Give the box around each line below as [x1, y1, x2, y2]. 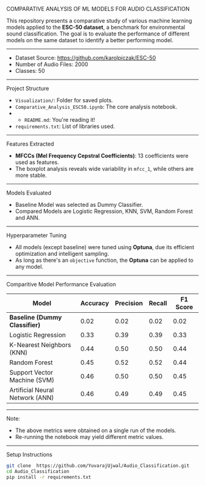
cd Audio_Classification [6, 468, 70, 474]
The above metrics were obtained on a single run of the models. [15, 427, 176, 434]
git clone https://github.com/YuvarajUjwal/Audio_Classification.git [6, 463, 190, 469]
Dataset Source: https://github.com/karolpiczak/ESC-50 [15, 54, 156, 61]
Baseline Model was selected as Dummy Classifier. [15, 201, 143, 208]
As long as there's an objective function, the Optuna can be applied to [15, 256, 194, 264]
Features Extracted [6, 140, 54, 148]
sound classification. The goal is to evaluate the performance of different [6, 30, 190, 37]
